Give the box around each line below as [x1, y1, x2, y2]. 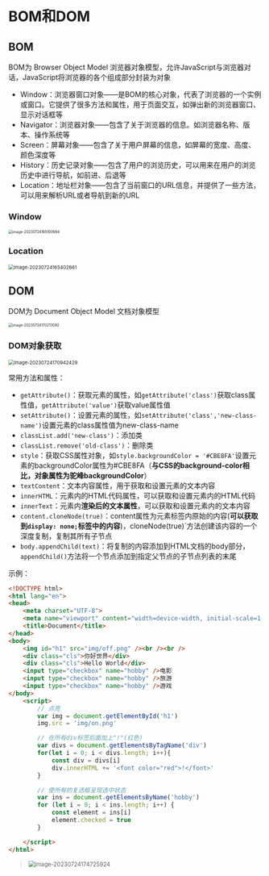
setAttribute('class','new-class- [141, 411, 258, 419]
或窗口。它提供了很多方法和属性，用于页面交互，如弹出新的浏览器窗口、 [19, 100, 260, 109]
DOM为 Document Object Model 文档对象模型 [8, 307, 159, 316]
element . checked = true [51, 816, 131, 824]
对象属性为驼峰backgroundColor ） [34, 470, 151, 480]
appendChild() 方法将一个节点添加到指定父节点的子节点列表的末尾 [19, 551, 237, 561]
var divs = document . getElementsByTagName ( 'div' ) [37, 741, 207, 750]
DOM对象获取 [8, 340, 62, 352]
